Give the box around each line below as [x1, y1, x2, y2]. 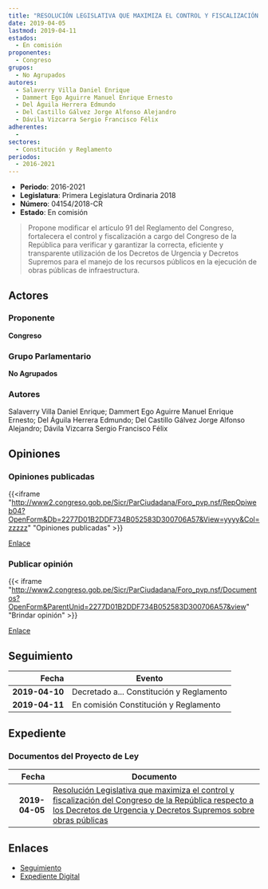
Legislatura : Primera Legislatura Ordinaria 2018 [19, 191, 176, 200]
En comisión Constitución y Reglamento [71, 700, 221, 711]
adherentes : [8, 123, 48, 131]
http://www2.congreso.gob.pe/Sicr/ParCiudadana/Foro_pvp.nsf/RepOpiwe [11, 498, 257, 507]
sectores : [8, 137, 41, 146]
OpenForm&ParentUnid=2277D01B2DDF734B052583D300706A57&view [8, 602, 246, 612]
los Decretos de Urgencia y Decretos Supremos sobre [53, 804, 255, 816]
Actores [8, 288, 49, 302]
